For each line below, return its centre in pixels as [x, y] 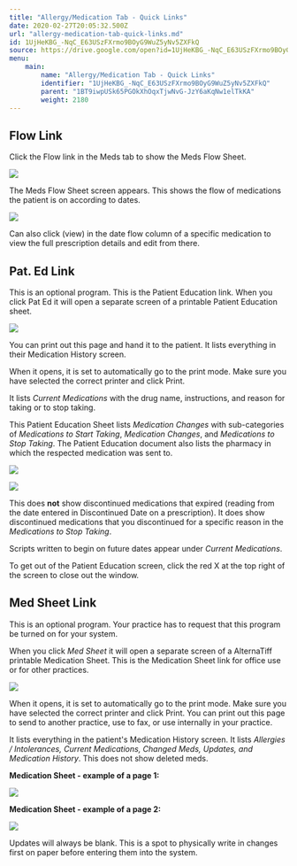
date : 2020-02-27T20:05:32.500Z [69, 26]
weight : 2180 [65, 100]
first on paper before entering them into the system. [103, 852]
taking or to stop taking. [52, 407]
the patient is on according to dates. [75, 200]
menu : [19, 58]
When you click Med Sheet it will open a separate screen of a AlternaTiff [141, 651]
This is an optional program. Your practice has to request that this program [145, 624]
